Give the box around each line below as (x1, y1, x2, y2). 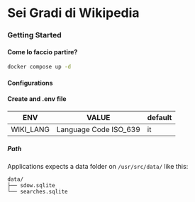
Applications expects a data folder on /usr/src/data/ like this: (7, 162, 189, 170)
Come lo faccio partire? (7, 47, 78, 56)
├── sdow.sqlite (7, 182, 55, 189)
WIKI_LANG (11, 124, 50, 134)
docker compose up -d (7, 64, 72, 71)
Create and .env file (7, 95, 67, 103)
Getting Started (7, 30, 62, 40)
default (147, 112, 172, 122)
